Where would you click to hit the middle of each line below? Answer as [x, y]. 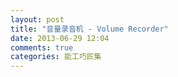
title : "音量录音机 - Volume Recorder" [89, 29]
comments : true [42, 47]
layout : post [37, 19]
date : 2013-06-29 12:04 [60, 38]
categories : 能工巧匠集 [56, 57]
